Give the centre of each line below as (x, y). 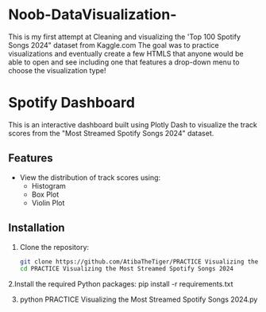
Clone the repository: (54, 247)
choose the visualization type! (57, 70)
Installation (37, 228)
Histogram (48, 185)
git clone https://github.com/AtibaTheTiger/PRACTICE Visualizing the (139, 261)
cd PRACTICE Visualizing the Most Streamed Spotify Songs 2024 (127, 269)
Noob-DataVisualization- (93, 15)
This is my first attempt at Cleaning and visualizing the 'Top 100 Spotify (124, 37)
